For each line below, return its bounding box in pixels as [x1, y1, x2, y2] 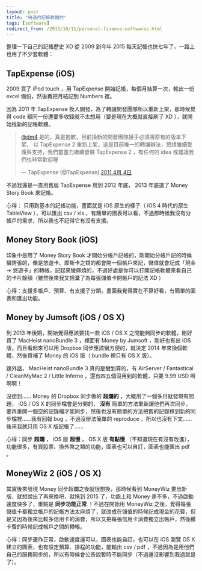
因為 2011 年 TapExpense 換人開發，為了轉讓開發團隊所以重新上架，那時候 [6, 106, 191, 113]
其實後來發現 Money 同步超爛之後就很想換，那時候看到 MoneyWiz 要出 [6, 485, 182, 492]
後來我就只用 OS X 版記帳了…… [6, 423, 84, 430]
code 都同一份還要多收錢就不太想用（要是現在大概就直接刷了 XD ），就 [13, 113, 188, 121]
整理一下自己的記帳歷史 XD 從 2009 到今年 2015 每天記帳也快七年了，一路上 [6, 43, 195, 50]
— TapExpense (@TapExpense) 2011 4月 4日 [20, 169, 132, 176]
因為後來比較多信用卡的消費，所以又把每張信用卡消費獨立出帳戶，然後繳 [16, 515, 196, 522]
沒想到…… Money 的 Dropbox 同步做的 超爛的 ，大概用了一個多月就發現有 [6, 393, 189, 400]
